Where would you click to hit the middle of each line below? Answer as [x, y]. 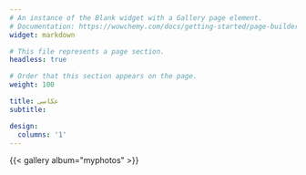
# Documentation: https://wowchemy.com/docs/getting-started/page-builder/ [156, 26]
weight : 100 [32, 85]
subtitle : [28, 109]
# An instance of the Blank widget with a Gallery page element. [136, 18]
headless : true [38, 60]
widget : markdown [42, 35]
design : [24, 126]
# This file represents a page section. [87, 51]
